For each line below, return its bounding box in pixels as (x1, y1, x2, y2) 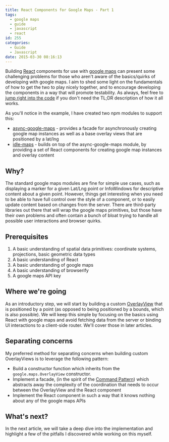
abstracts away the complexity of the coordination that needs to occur (12, 381, 159, 387)
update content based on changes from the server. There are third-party (5, 202, 156, 208)
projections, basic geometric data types (12, 251, 96, 257)
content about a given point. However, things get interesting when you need (5, 191, 163, 197)
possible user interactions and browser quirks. (5, 218, 102, 224)
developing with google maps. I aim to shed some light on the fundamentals (5, 79, 163, 85)
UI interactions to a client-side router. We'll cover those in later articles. (5, 322, 153, 328)
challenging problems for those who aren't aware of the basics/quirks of (5, 74, 155, 80)
